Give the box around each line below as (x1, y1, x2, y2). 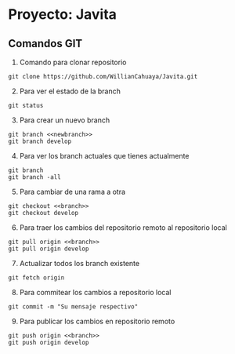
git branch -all (8, 173, 61, 181)
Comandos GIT (8, 37, 83, 50)
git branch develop (8, 137, 72, 145)
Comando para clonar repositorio (19, 57, 127, 67)
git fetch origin (8, 274, 65, 282)
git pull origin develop (8, 245, 89, 253)
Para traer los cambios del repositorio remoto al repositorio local (19, 223, 227, 232)
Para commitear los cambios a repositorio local (19, 288, 172, 297)
